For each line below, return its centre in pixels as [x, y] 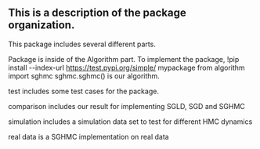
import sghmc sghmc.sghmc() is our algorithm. [84, 76]
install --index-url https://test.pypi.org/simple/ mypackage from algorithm [126, 67]
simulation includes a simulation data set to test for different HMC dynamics [130, 122]
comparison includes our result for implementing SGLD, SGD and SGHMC [126, 106]
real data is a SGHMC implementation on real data [89, 136]
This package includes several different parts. [82, 44]
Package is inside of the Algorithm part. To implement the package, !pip [124, 59]
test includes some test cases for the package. [83, 91]
